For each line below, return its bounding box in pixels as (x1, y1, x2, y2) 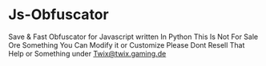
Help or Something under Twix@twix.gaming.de (8, 49, 167, 58)
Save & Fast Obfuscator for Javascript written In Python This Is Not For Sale (8, 32, 259, 41)
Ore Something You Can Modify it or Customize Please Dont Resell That (8, 40, 245, 49)
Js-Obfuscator (8, 6, 110, 24)
